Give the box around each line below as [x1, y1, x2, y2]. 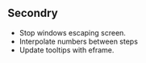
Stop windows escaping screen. [19, 27, 127, 37]
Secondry [7, 6, 58, 20]
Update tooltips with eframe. [19, 44, 115, 55]
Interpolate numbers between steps [19, 36, 139, 46]
